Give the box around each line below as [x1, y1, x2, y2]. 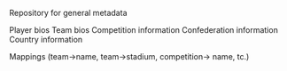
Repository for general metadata [9, 8, 128, 18]
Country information [9, 35, 83, 44]
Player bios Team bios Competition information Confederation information [9, 25, 279, 35]
